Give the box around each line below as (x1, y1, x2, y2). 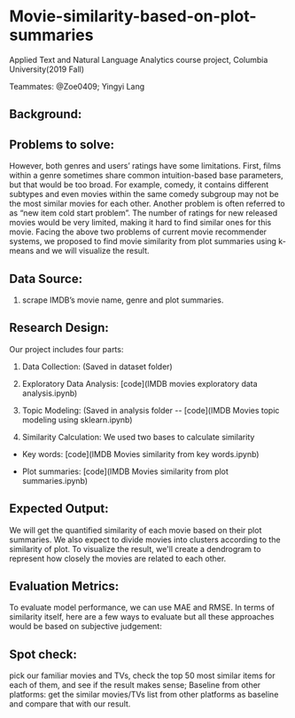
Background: (9, 107, 82, 122)
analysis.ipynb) (21, 388, 78, 398)
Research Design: (9, 320, 109, 335)
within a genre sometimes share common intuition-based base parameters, (9, 170, 283, 181)
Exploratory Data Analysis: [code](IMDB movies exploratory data (21, 378, 259, 389)
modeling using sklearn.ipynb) (21, 414, 133, 425)
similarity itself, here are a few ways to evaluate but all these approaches (9, 611, 275, 622)
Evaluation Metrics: (9, 579, 120, 594)
